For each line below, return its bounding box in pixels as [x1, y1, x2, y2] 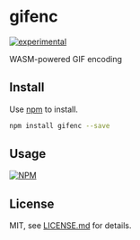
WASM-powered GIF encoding [9, 53, 123, 64]
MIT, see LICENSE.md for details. [9, 220, 132, 231]
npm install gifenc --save [9, 121, 110, 130]
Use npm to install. [9, 104, 79, 115]
